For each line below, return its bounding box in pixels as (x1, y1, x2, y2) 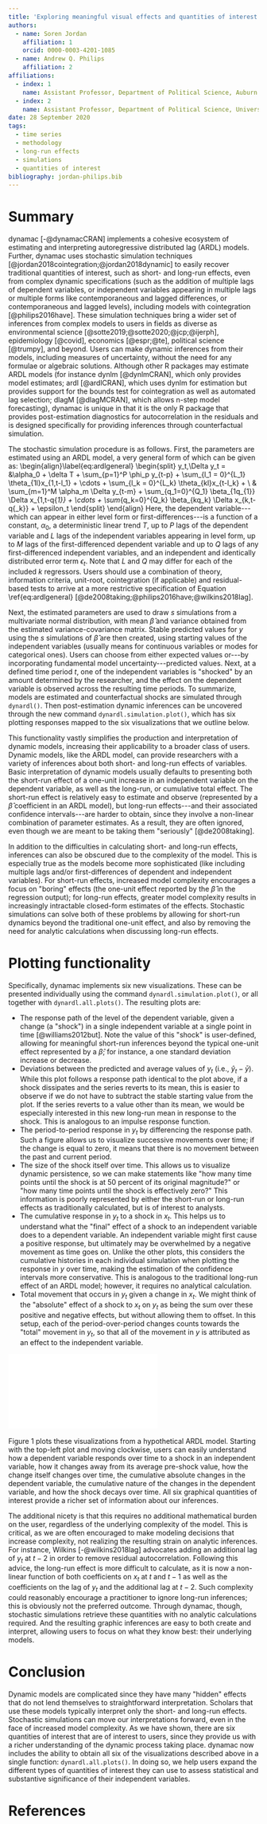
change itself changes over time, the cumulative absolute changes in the (8, 1470, 246, 1480)
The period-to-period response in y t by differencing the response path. (19, 1124, 253, 1136)
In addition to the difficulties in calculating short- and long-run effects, (8, 841, 238, 851)
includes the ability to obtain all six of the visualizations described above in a (8, 1748, 259, 1758)
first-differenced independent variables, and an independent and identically (8, 547, 256, 557)
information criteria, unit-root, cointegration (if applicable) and (8, 575, 212, 585)
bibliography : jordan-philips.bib (8, 172, 123, 181)
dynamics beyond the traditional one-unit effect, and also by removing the (8, 917, 251, 928)
